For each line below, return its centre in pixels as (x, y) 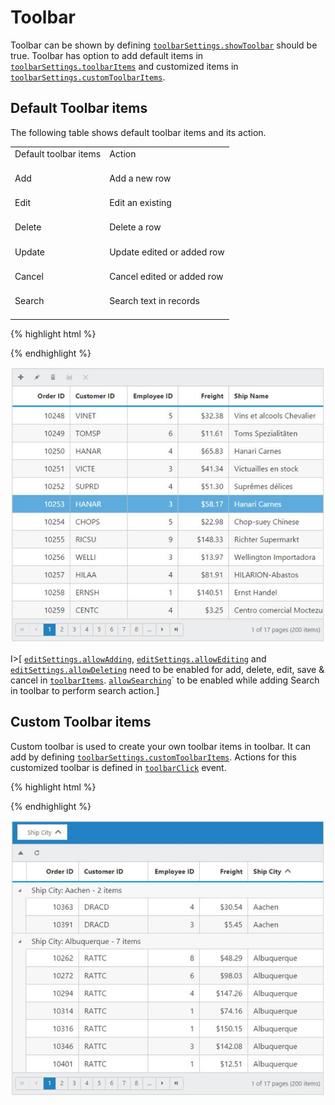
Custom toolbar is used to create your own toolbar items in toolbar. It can (161, 746)
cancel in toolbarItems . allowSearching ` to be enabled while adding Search (165, 680)
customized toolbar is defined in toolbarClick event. (118, 767)
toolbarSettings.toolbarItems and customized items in (124, 66)
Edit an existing (140, 202)
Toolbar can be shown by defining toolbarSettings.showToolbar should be (164, 45)
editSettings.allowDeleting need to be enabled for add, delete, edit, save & (167, 669)
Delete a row (135, 227)
